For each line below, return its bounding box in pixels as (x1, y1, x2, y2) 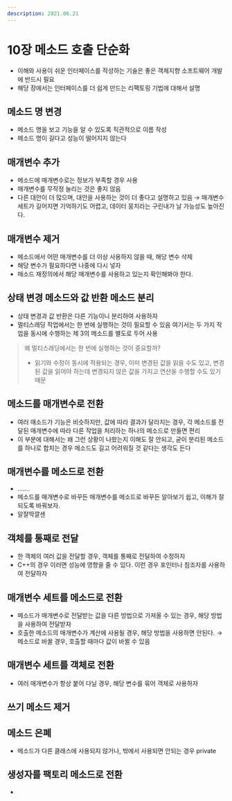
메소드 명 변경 (7, 105, 62, 118)
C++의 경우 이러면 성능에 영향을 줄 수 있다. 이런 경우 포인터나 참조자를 (17, 561, 207, 569)
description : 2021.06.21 (7, 10, 79, 17)
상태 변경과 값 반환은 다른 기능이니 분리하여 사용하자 (17, 312, 158, 320)
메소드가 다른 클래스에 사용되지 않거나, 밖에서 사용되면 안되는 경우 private (17, 747, 217, 755)
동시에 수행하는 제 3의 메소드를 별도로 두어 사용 (30, 329, 158, 337)
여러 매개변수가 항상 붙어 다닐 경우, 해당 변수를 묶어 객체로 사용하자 (17, 679, 199, 687)
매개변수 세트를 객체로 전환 (7, 659, 114, 672)
